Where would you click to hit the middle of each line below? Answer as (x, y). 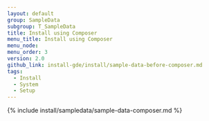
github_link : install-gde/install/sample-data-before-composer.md (105, 65)
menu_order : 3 (28, 53)
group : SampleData (34, 20)
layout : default (30, 13)
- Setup (25, 91)
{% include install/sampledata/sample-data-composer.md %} (95, 111)
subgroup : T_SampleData (42, 26)
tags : (15, 71)
